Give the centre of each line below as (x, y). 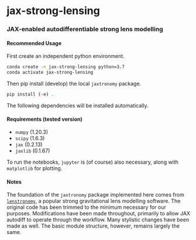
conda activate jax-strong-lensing (50, 72)
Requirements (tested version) (44, 119)
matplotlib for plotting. (35, 168)
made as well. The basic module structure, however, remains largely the (93, 226)
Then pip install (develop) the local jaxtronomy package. (74, 84)
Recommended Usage (34, 43)
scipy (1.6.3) (30, 138)
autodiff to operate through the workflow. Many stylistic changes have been (98, 220)
